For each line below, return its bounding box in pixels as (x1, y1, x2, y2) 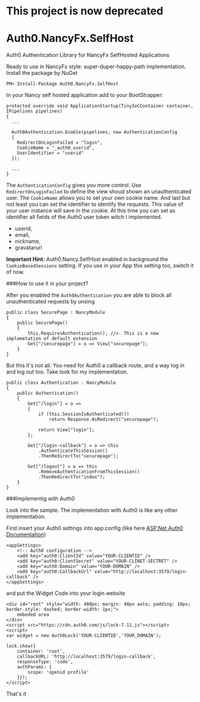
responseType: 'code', (17, 659, 73, 665)
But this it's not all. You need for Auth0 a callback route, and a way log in (6, 362, 185, 369)
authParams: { (17, 664, 52, 670)
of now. (6, 268, 25, 276)
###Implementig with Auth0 (6, 495, 75, 502)
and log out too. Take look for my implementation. (6, 368, 128, 375)
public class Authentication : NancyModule (6, 380, 116, 386)
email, (14, 232, 30, 239)
